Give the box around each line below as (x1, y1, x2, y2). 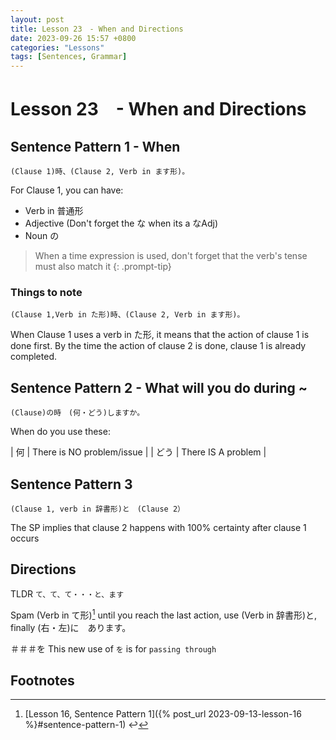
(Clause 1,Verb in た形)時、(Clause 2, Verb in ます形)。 (10, 310, 245, 320)
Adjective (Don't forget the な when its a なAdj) (24, 217, 218, 230)
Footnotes (10, 672, 75, 689)
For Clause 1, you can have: (10, 184, 124, 196)
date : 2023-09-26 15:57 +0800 (10, 33, 137, 43)
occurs (10, 532, 40, 545)
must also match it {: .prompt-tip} (34, 261, 172, 273)
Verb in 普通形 (24, 205, 84, 217)
